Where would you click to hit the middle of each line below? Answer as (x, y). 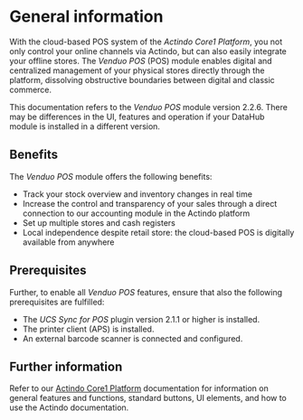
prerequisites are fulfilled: (57, 302)
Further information (66, 366)
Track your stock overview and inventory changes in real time (137, 194)
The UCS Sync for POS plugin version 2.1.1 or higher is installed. (141, 319)
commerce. (31, 89)
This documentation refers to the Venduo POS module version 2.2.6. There (148, 107)
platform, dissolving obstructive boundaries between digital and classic (142, 79)
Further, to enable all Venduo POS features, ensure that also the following (146, 292)
